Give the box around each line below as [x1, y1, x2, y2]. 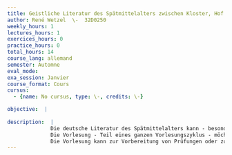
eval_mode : [7, 68, 39, 74]
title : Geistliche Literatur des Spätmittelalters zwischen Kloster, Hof [7, 10, 224, 17]
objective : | [7, 106, 48, 113]
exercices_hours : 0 [7, 36, 64, 43]
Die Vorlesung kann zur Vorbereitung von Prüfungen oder [50, 138, 217, 145]
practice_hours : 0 [7, 42, 60, 49]
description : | [7, 118, 54, 125]
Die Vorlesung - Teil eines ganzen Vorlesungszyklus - [50, 132, 212, 138]
